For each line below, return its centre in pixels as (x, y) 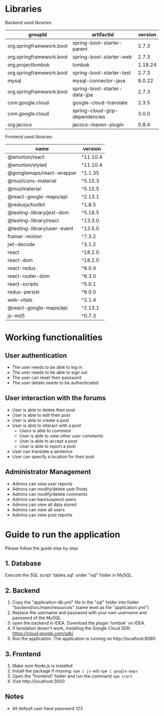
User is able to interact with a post (47, 425)
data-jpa (83, 95)
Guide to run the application (63, 535)
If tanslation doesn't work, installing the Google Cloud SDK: (72, 628)
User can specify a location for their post (53, 456)
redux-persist (24, 292)
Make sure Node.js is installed (42, 666)
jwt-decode (21, 244)
